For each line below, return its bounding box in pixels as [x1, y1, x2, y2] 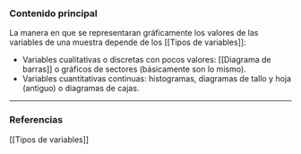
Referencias [9, 114, 64, 126]
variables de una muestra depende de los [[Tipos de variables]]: [9, 37, 246, 47]
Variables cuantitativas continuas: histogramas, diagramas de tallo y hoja [21, 73, 292, 84]
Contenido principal [9, 7, 98, 20]
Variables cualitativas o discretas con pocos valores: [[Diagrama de [21, 55, 271, 65]
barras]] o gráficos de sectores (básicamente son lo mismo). [21, 64, 246, 74]
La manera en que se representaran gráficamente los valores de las [9, 28, 259, 38]
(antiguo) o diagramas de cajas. [21, 83, 140, 94]
